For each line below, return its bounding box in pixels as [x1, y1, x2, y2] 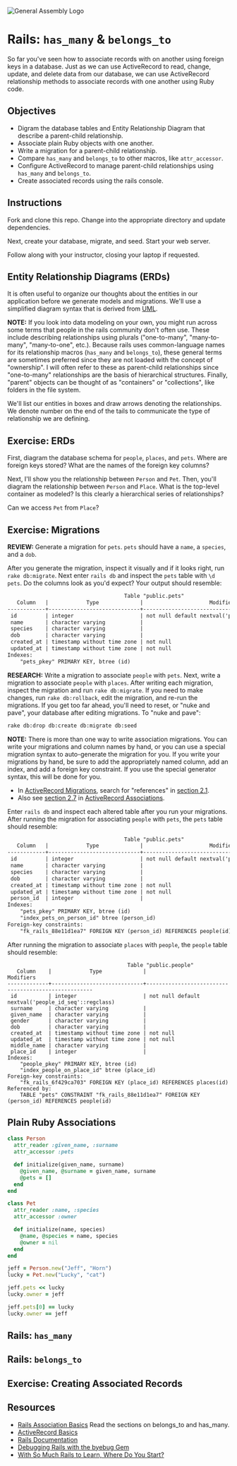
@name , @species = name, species [20, 1232, 119, 1239]
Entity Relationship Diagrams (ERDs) [7, 270, 171, 282]
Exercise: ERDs [7, 435, 75, 447]
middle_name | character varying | [10, 1042, 147, 1049]
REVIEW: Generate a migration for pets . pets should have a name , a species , [7, 543, 226, 551]
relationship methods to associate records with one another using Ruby [7, 77, 214, 85]
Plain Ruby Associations [7, 1117, 116, 1129]
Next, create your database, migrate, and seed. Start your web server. [7, 236, 211, 245]
